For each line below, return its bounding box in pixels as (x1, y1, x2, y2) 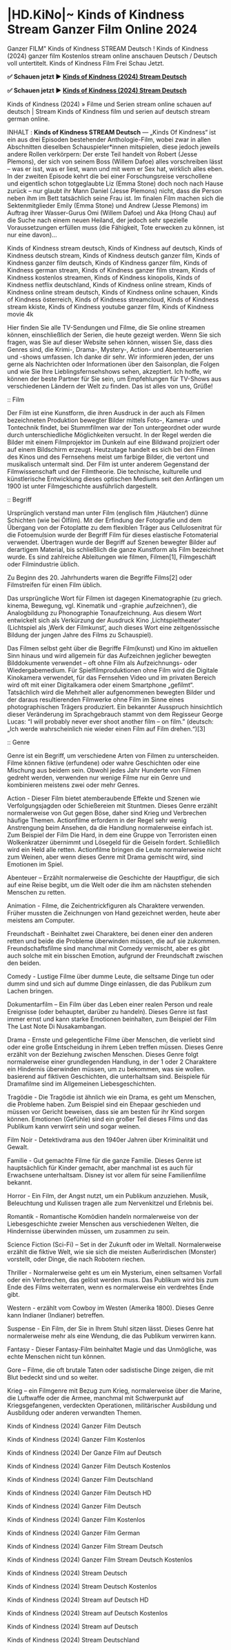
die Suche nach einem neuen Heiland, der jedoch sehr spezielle (7, 216, 188, 224)
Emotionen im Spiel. (7, 859, 64, 868)
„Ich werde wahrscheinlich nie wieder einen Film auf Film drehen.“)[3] (7, 724, 205, 733)
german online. (7, 115, 50, 123)
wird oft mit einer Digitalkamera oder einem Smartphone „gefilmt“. (7, 680, 194, 689)
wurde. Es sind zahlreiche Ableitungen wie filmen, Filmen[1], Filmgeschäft (7, 553, 217, 561)
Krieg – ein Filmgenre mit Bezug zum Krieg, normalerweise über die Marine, (7, 1386, 222, 1395)
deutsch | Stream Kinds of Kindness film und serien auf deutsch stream (7, 107, 210, 115)
